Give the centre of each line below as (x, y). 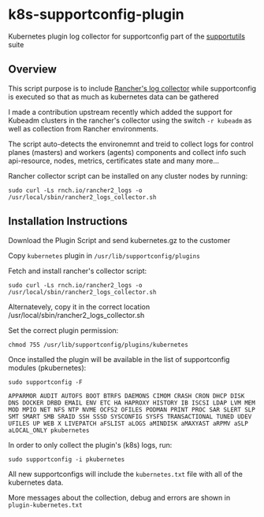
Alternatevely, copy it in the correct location (79, 307)
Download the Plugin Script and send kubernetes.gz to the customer (119, 240)
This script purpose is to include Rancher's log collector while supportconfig (132, 88)
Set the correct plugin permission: (63, 330)
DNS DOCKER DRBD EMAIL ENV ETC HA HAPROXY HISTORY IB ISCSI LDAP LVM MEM (132, 403)
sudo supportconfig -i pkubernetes (67, 459)
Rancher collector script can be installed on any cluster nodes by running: (128, 175)
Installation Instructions (68, 222)
